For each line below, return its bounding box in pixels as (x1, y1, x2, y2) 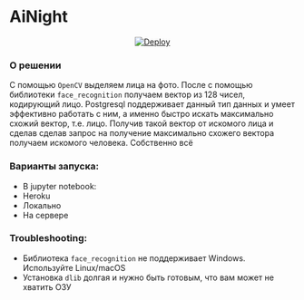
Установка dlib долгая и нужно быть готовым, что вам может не (22, 272, 275, 283)
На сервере (22, 209, 69, 220)
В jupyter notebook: (22, 180, 97, 191)
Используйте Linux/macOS (22, 262, 126, 273)
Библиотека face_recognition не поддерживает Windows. (22, 252, 246, 264)
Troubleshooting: (9, 232, 88, 245)
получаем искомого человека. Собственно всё (9, 138, 193, 149)
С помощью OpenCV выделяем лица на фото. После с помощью (9, 80, 253, 91)
